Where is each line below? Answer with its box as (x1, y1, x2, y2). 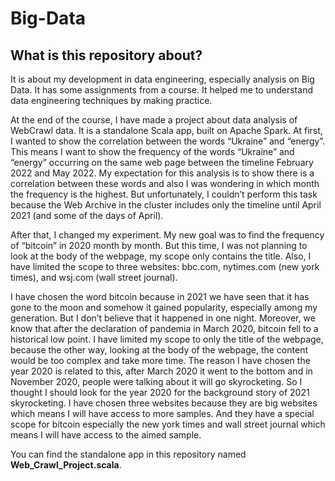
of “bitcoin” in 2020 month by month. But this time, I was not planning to (10, 240, 308, 251)
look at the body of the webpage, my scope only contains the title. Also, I (10, 250, 312, 262)
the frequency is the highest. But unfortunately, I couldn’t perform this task (10, 188, 318, 200)
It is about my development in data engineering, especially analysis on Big (10, 73, 315, 85)
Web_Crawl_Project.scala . (10, 459, 122, 471)
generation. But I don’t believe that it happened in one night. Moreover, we (10, 312, 316, 324)
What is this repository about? (10, 47, 203, 64)
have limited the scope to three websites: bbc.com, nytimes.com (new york (10, 261, 320, 272)
